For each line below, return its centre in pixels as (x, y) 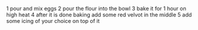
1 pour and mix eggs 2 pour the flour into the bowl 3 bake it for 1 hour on (96, 9)
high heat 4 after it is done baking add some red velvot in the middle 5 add (99, 15)
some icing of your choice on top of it (53, 21)
